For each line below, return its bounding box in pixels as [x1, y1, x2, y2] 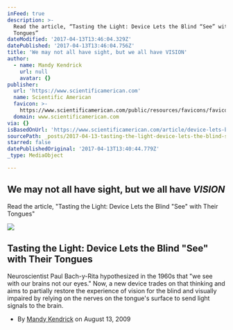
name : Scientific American [13, 94, 92, 101]
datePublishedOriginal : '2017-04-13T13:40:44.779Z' [7, 146, 159, 153]
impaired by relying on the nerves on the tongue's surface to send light [7, 294, 210, 302]
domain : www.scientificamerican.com [13, 113, 119, 120]
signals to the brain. [7, 301, 64, 309]
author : [7, 55, 30, 62]
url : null [19, 68, 49, 75]
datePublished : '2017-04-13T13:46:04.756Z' [7, 42, 135, 49]
